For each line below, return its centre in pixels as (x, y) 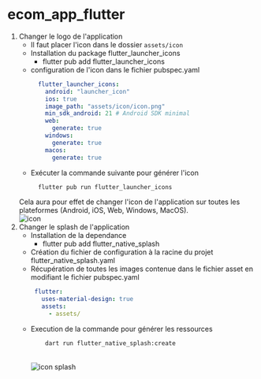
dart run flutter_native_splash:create (111, 343)
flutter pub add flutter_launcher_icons (103, 61)
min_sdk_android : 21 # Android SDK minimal (117, 113)
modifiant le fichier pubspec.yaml (85, 277)
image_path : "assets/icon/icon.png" (105, 106)
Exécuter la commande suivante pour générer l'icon (114, 173)
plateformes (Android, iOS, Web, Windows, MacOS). (103, 210)
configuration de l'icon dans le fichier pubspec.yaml (115, 69)
